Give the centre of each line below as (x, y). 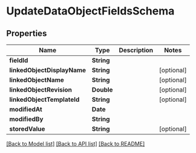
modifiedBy (26, 119)
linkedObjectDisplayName (48, 70)
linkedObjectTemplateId (44, 99)
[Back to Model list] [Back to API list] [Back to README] (76, 144)
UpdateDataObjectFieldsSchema (90, 11)
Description (136, 50)
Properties (27, 33)
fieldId (19, 60)
